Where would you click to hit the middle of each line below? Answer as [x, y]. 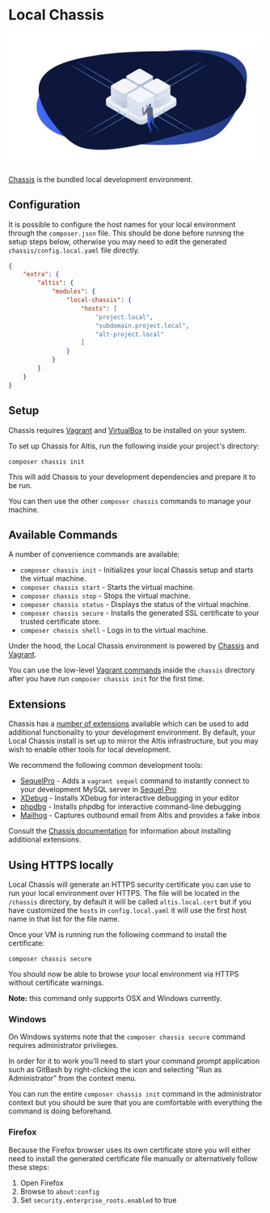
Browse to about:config [59, 1191]
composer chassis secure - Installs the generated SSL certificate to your [140, 613]
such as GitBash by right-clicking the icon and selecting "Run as [115, 1070]
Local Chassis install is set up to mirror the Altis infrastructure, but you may [133, 741]
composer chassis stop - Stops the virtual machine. [105, 596]
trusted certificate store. [60, 621]
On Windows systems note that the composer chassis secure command [127, 1037]
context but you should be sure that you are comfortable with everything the [135, 1103]
